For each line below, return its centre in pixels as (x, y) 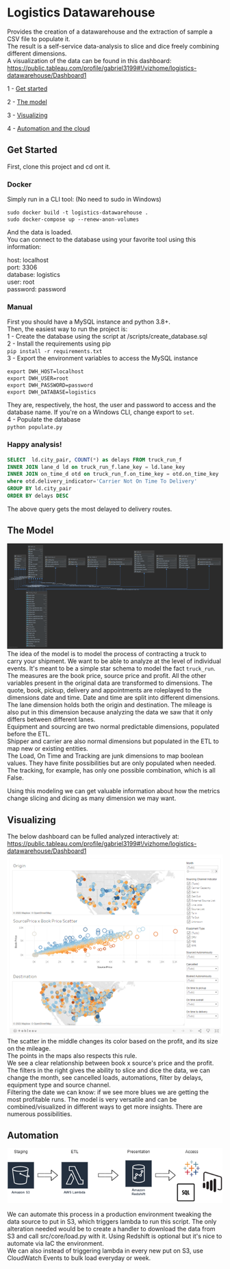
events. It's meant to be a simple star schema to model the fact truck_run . (111, 668)
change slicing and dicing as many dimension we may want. (92, 798)
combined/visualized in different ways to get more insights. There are (105, 1107)
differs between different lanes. (51, 720)
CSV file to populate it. (39, 38)
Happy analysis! (35, 445)
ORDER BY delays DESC (38, 496)
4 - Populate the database (44, 420)
